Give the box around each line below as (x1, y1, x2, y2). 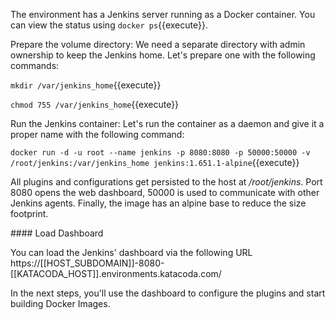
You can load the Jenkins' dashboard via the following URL (10, 247, 253, 258)
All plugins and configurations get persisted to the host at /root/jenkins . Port (10, 176, 323, 188)
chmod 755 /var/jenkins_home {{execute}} (10, 99, 180, 110)
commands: (10, 60, 60, 71)
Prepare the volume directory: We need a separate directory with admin (10, 39, 306, 50)
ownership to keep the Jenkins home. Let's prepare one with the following (10, 49, 316, 61)
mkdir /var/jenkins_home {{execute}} (10, 79, 162, 91)
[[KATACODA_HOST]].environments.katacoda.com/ (10, 268, 222, 279)
